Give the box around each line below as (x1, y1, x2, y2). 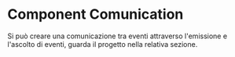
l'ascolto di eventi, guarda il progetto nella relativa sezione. (7, 39, 198, 48)
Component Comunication (7, 5, 184, 23)
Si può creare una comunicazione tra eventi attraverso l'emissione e (7, 31, 228, 41)
